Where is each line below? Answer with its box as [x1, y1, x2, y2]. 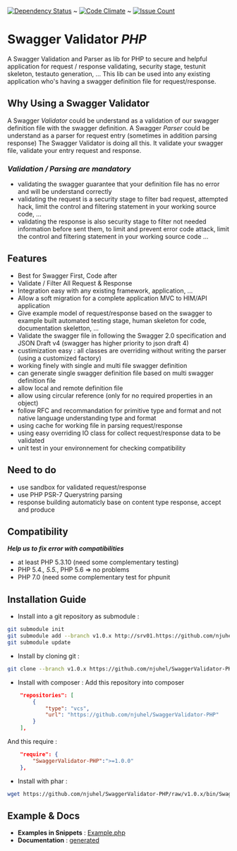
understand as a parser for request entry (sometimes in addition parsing [7, 131, 217, 140]
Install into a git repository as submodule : [17, 612, 140, 620]
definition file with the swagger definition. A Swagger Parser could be [7, 123, 210, 132]
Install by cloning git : [17, 651, 80, 660]
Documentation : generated [17, 836, 100, 845]
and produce [17, 505, 55, 514]
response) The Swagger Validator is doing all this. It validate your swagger [7, 138, 224, 147]
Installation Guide [7, 593, 87, 606]
